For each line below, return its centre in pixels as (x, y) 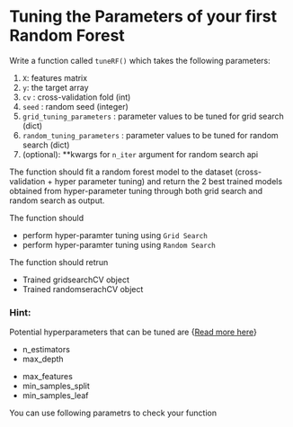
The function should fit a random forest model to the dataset (121, 172)
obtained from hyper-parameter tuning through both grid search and (136, 191)
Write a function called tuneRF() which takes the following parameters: (140, 60)
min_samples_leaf (55, 396)
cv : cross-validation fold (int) (76, 97)
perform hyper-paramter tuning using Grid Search (115, 235)
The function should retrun (59, 262)
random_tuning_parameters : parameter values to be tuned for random (150, 135)
